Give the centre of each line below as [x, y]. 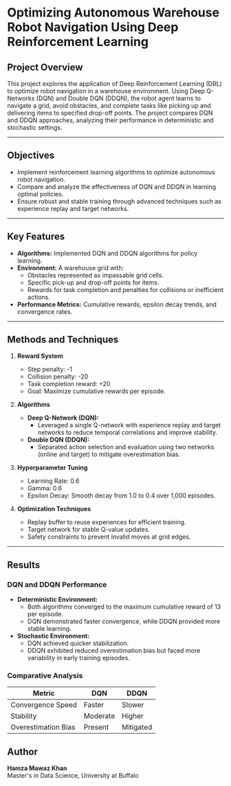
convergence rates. [45, 311]
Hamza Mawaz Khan [37, 768]
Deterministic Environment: [57, 600]
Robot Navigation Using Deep [93, 27]
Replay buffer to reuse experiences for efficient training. [107, 522]
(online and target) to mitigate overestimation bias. [109, 454]
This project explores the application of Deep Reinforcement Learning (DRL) [114, 83]
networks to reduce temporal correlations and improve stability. [128, 433]
